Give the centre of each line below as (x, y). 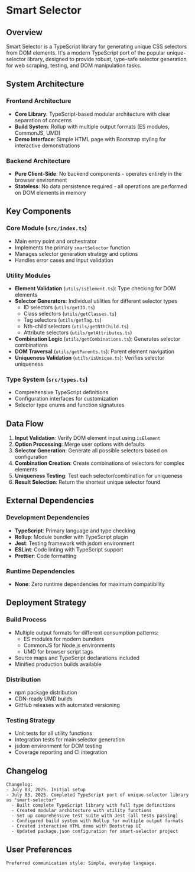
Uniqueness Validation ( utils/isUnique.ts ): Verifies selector (90, 357)
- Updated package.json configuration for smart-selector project (95, 832)
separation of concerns (43, 120)
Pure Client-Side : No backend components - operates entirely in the (98, 173)
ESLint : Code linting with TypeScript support (69, 549)
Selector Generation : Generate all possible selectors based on (91, 451)
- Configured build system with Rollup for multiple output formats (97, 821)
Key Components (39, 211)
